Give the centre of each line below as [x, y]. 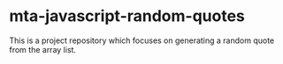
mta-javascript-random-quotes [127, 16]
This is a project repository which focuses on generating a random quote [142, 40]
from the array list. [43, 49]
